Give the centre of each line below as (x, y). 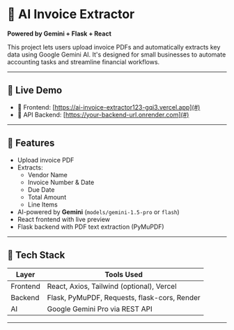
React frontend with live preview (63, 219)
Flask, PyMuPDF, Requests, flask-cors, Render (124, 298)
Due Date (41, 189)
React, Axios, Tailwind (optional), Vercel (112, 287)
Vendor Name (47, 174)
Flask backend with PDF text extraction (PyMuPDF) (91, 227)
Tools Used (123, 275)
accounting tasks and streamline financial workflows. (84, 61)
